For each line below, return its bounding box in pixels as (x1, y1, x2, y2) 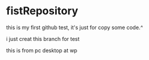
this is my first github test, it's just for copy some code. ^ (6, 24, 143, 31)
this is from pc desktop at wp (6, 46, 78, 54)
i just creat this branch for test (6, 35, 80, 42)
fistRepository (6, 4, 78, 18)
